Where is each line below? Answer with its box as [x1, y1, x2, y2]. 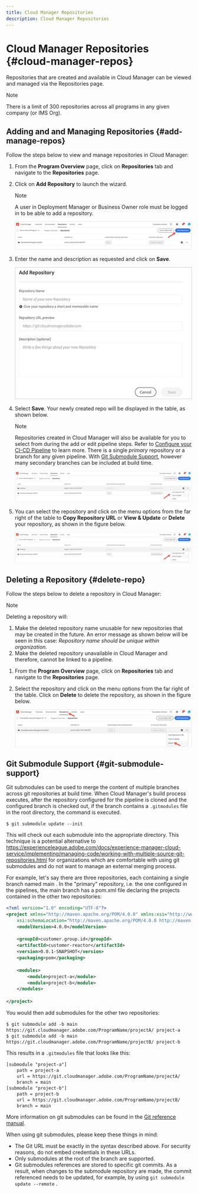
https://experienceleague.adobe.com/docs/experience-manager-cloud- [6, 844, 181, 851]
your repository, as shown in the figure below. [14, 520, 126, 527]
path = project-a [16, 1068, 60, 1074]
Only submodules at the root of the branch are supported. [14, 1155, 155, 1162]
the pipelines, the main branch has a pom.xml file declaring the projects [6, 886, 180, 894]
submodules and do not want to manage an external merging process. [6, 863, 177, 870]
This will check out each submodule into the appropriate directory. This [6, 832, 179, 839]
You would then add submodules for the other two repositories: [6, 1009, 160, 1016]
